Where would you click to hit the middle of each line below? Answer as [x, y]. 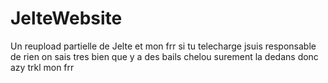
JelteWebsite [66, 18]
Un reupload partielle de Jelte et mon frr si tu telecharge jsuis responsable [163, 46]
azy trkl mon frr [42, 67]
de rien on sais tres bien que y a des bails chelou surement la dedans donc [164, 56]
